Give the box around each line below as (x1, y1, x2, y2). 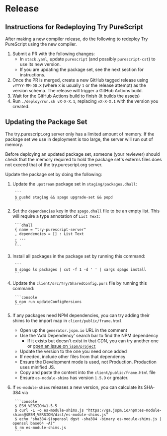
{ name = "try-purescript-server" (14, 227, 86, 232)
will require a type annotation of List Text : (12, 213, 100, 219)
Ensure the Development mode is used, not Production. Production (19, 359, 157, 365)
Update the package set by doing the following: (5, 171, 102, 177)
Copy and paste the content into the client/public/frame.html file (19, 369, 156, 375)
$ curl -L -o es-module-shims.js (14, 408, 84, 413)
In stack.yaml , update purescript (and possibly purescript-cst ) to (19, 56, 156, 62)
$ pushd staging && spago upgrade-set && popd (14, 194, 113, 200)
